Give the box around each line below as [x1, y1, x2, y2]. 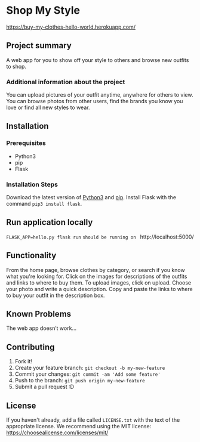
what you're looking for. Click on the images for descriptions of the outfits [6, 273, 187, 280]
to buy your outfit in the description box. [6, 292, 105, 299]
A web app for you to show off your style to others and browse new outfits [6, 56, 189, 63]
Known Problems [6, 309, 72, 319]
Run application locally [6, 217, 93, 227]
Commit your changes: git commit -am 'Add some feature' [14, 370, 161, 378]
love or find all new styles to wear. [6, 104, 90, 111]
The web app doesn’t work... [6, 324, 76, 332]
